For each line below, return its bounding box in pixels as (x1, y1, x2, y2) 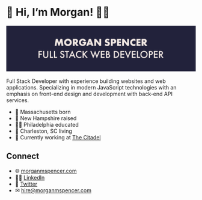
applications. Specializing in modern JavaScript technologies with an (6, 84, 177, 91)
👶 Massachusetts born (14, 108, 71, 115)
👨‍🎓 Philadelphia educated (14, 121, 79, 128)
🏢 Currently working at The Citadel (14, 134, 101, 141)
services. (6, 97, 29, 104)
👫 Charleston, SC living (14, 127, 72, 135)
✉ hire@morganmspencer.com (14, 186, 92, 194)
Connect (6, 151, 40, 162)
